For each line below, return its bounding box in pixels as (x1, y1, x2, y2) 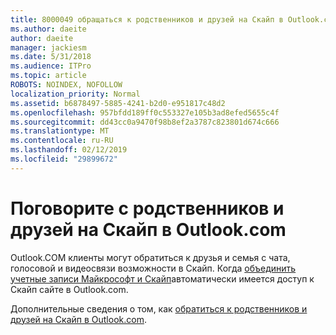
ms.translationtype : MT (10, 126, 110, 136)
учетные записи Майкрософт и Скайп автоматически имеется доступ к (10, 272, 315, 285)
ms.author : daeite (10, 24, 87, 34)
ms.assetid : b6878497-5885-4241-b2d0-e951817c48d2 (10, 98, 226, 108)
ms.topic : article (10, 71, 87, 81)
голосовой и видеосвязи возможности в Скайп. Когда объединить (10, 262, 297, 274)
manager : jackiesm (10, 42, 87, 53)
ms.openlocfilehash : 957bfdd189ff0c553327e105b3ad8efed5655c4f (10, 107, 280, 118)
